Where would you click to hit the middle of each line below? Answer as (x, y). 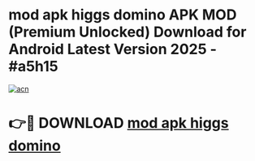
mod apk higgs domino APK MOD (123, 15)
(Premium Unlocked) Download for (127, 32)
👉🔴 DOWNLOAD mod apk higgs (119, 123)
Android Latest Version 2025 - (113, 49)
